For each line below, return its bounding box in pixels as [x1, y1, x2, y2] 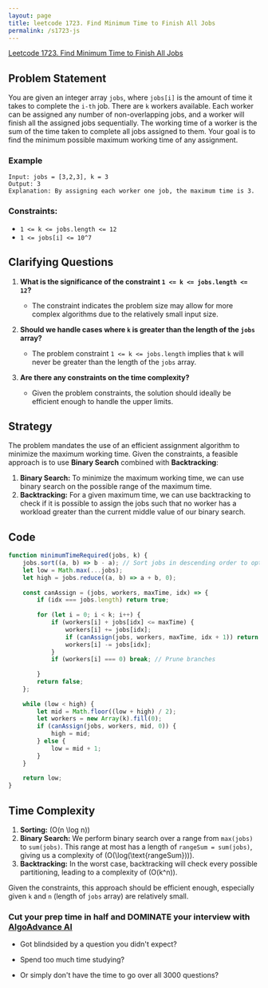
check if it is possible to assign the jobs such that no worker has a [19, 498, 237, 508]
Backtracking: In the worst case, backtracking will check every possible [19, 859, 258, 869]
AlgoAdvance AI [8, 921, 73, 932]
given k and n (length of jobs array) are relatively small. [8, 891, 189, 901]
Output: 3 [8, 181, 41, 188]
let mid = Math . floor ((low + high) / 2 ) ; [37, 708, 177, 716]
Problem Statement [8, 71, 107, 85]
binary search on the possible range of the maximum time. [19, 482, 212, 491]
